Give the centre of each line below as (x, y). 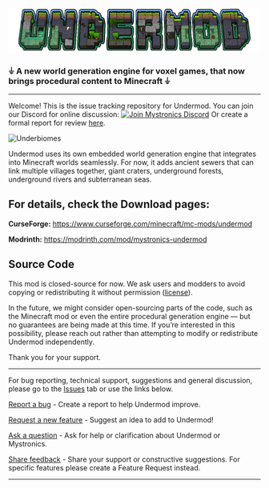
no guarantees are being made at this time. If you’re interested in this (122, 325)
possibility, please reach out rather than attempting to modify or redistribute (133, 333)
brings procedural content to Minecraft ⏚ (89, 81)
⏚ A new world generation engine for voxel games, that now (127, 70)
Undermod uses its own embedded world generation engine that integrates (132, 154)
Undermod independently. (51, 342)
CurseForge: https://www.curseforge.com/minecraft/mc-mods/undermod (130, 223)
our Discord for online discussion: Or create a (128, 114)
